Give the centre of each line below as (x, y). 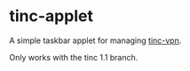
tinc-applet (51, 16)
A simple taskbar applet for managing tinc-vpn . (95, 40)
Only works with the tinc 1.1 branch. (74, 57)
